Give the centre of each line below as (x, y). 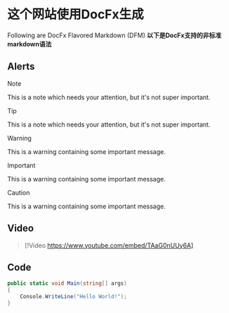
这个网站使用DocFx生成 (76, 14)
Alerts (21, 66)
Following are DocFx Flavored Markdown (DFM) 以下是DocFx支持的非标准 (115, 35)
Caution (19, 192)
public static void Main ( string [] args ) (67, 283)
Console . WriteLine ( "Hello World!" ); (74, 297)
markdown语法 (30, 44)
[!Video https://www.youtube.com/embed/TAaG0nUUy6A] (109, 245)
